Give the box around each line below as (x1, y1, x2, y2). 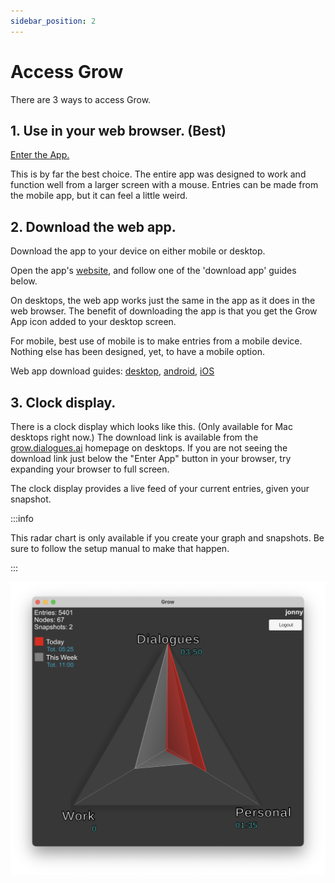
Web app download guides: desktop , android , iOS (10, 365, 215, 377)
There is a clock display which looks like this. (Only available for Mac (10, 421, 293, 432)
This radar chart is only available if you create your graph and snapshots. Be (10, 532, 325, 544)
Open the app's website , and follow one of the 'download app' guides (10, 265, 297, 277)
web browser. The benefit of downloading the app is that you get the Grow (10, 305, 318, 317)
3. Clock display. (10, 394, 117, 411)
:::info (10, 513, 34, 524)
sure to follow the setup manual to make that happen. (10, 543, 230, 554)
